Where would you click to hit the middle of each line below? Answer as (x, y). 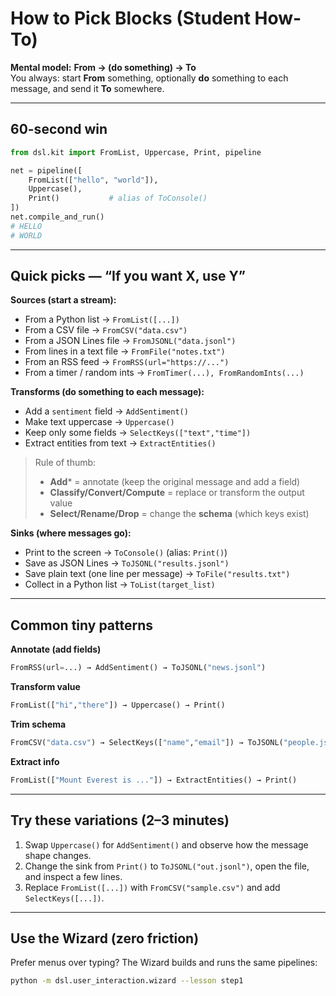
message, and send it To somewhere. (87, 88)
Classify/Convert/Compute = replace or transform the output (177, 493)
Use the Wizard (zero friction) (105, 938)
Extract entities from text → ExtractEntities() (120, 443)
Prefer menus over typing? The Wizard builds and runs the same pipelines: (164, 963)
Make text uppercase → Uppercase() (99, 422)
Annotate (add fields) (56, 649)
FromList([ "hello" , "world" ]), (93, 180)
